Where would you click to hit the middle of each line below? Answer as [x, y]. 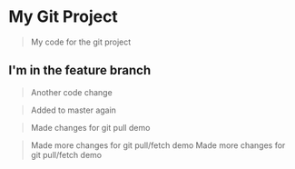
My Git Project [64, 17]
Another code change [71, 92]
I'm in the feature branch [80, 70]
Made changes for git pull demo [90, 127]
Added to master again [74, 110]
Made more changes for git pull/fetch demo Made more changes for [158, 145]
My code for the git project [81, 42]
